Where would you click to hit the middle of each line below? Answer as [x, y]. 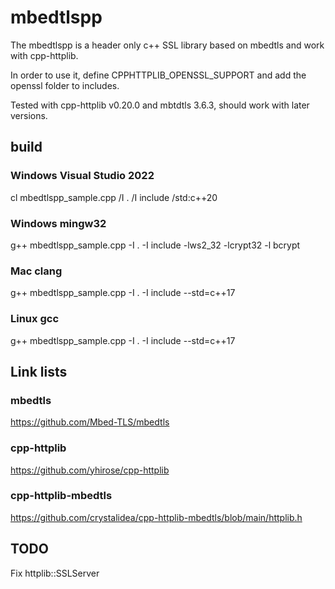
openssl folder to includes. [65, 85]
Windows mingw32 [58, 223]
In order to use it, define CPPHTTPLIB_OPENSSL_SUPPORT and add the [158, 75]
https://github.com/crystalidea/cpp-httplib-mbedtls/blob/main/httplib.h [156, 517]
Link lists [39, 371]
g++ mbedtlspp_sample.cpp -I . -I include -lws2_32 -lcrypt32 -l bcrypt [155, 245]
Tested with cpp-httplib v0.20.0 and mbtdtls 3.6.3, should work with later [160, 105]
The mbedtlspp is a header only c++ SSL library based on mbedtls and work [167, 45]
